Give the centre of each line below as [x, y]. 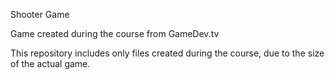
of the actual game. [50, 63]
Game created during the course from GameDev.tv [115, 33]
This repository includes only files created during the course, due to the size [167, 53]
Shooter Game [40, 14]
